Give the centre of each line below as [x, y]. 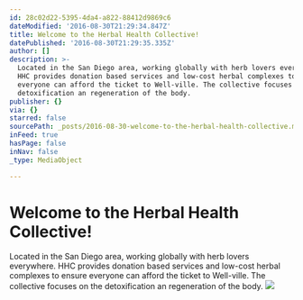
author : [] [30, 51]
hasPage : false [38, 143]
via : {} [24, 110]
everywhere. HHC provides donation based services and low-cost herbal [145, 266]
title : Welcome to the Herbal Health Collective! [105, 34]
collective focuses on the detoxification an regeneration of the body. [136, 286]
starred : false [38, 118]
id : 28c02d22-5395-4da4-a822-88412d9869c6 [90, 18]
